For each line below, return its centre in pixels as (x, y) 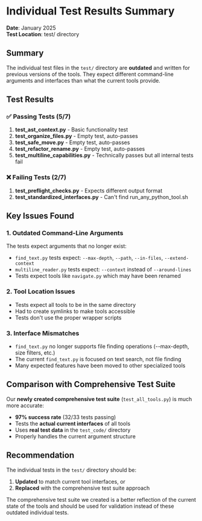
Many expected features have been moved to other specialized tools (100, 365)
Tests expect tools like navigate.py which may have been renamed (98, 276)
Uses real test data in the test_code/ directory (73, 430)
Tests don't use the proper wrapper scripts (68, 317)
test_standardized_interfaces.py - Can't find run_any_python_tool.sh (102, 197)
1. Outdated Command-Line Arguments (65, 233)
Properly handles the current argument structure (75, 436)
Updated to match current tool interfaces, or (70, 481)
